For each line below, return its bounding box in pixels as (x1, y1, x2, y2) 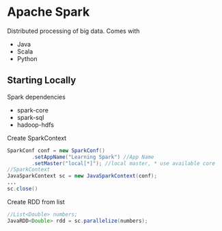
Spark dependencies (7, 93, 66, 101)
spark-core (16, 106, 49, 114)
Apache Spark (7, 4, 90, 20)
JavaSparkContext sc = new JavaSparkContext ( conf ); (7, 173, 157, 180)
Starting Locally (7, 75, 77, 86)
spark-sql (16, 113, 44, 121)
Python (16, 54, 38, 62)
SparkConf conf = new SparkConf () (7, 147, 106, 154)
